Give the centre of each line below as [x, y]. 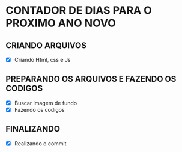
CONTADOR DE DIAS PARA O [79, 11]
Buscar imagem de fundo [46, 103]
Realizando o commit [40, 143]
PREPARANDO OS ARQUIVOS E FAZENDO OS [91, 79]
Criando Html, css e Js [42, 60]
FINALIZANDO [33, 129]
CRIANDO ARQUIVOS [46, 45]
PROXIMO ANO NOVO [61, 23]
